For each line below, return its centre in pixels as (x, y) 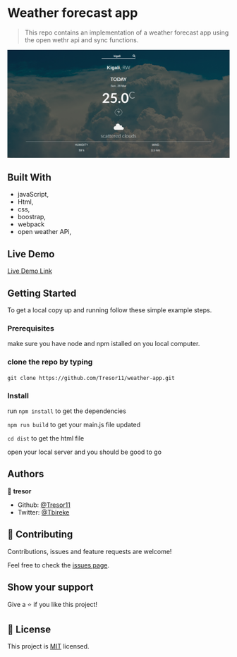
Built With (29, 177)
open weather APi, (44, 232)
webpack (31, 224)
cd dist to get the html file (46, 438)
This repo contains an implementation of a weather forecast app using (127, 32)
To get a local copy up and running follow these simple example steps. (110, 310)
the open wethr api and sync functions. (81, 39)
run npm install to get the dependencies (67, 411)
